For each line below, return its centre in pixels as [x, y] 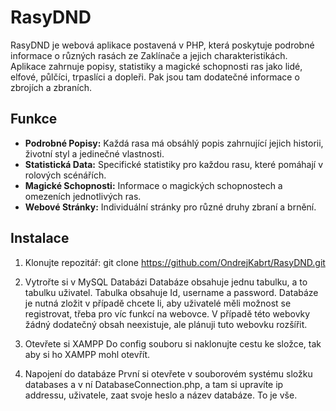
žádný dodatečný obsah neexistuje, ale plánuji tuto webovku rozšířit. [166, 324]
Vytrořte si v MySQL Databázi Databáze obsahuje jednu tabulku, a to [166, 282]
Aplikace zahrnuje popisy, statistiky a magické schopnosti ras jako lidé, [156, 66]
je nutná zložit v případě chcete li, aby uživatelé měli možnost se [158, 303]
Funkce [34, 119]
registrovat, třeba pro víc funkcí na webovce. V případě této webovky [167, 313]
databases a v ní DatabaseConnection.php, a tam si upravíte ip [154, 384]
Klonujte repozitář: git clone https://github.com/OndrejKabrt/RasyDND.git [175, 262]
